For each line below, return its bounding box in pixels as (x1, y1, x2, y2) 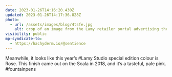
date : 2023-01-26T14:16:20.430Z (5, 7, 74, 13)
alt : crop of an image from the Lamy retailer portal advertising (14, 27, 159, 32)
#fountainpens (5, 66, 36, 72)
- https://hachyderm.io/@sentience (10, 41, 86, 46)
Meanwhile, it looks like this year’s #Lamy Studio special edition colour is (5, 55, 159, 61)
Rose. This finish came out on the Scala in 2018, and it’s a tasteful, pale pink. (5, 60, 166, 67)
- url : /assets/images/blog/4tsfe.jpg (10, 22, 93, 27)
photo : (5, 17, 19, 22)
